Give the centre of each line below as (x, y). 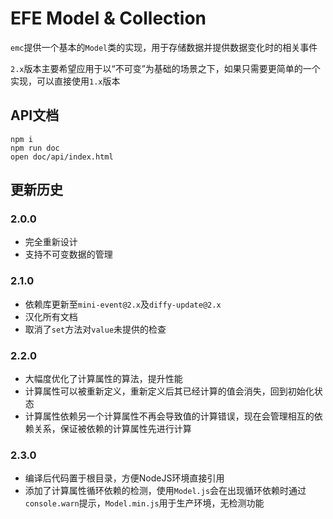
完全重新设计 (51, 242)
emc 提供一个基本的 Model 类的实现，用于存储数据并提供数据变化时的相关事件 (164, 47)
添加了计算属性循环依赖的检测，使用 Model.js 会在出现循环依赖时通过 (165, 491)
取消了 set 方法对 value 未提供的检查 (95, 329)
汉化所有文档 (51, 316)
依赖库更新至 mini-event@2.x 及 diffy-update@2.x (123, 304)
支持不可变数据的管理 (68, 254)
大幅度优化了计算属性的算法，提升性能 (103, 379)
